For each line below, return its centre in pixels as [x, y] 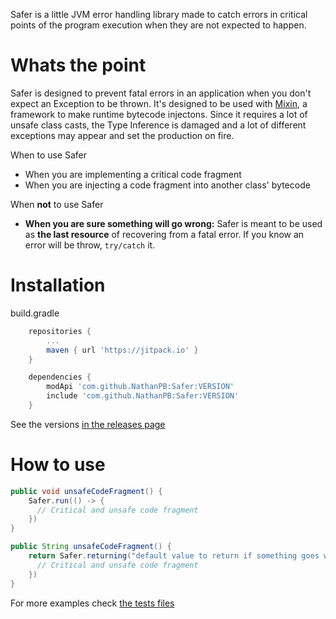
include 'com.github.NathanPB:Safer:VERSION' [143, 396]
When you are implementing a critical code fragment [133, 174]
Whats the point [78, 65]
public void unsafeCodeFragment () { [86, 491]
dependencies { [60, 377]
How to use [58, 465]
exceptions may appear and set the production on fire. [122, 135]
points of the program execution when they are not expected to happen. [158, 25]
